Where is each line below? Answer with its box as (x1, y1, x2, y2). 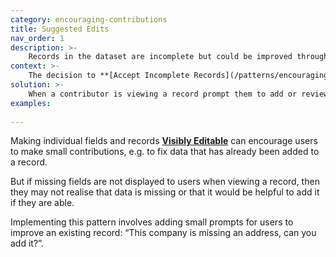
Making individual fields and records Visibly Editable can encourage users (10, 135, 318, 147)
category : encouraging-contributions (10, 14, 168, 25)
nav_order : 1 (10, 33, 65, 43)
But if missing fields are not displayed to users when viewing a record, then (10, 176, 320, 188)
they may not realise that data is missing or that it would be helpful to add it (10, 186, 320, 198)
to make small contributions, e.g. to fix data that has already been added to (10, 146, 320, 158)
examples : (10, 98, 52, 108)
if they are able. (10, 197, 75, 209)
